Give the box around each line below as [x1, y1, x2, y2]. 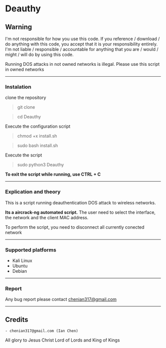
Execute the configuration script [5, 123, 71, 129]
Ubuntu [12, 263, 28, 269]
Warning [5, 23, 32, 31]
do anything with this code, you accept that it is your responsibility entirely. [5, 41, 158, 47]
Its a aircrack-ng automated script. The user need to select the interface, [5, 209, 156, 215]
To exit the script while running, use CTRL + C [5, 171, 101, 177]
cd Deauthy [17, 114, 41, 120]
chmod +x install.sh [17, 133, 57, 139]
